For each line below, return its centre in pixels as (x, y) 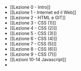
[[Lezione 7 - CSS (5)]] (33, 44)
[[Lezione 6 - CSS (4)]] (33, 38)
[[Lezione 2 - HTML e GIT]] (38, 18)
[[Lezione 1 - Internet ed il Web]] (43, 12)
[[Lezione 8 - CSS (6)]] (33, 49)
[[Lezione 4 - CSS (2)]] (33, 28)
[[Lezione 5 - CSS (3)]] (33, 33)
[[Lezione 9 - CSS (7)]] (33, 54)
